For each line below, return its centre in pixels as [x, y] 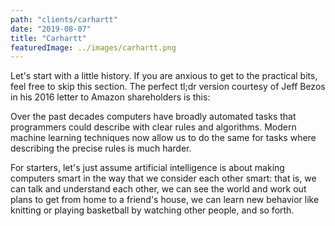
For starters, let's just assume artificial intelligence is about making [147, 168]
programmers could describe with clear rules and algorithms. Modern [153, 127]
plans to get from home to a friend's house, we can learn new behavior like [165, 200]
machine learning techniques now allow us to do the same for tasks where [163, 138]
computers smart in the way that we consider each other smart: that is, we [163, 178]
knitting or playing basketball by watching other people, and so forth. [152, 210]
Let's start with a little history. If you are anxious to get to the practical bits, [164, 76]
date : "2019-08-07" [51, 29]
